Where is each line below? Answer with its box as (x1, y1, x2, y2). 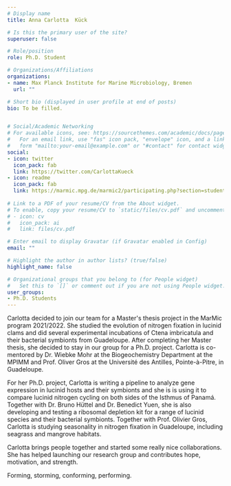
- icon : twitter (7, 155, 54, 162)
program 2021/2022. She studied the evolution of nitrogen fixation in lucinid (7, 321, 221, 330)
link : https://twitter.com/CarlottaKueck (13, 168, 134, 175)
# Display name (7, 10, 51, 17)
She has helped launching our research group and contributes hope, (7, 451, 201, 459)
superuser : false (7, 35, 57, 42)
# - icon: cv (7, 213, 45, 220)
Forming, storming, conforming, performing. (7, 472, 132, 480)
